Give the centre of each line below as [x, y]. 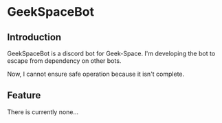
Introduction [34, 37]
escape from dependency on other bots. [64, 61]
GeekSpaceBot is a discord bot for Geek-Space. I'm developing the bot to [111, 53]
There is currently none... [43, 112]
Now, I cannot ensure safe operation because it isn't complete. [96, 74]
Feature [24, 95]
